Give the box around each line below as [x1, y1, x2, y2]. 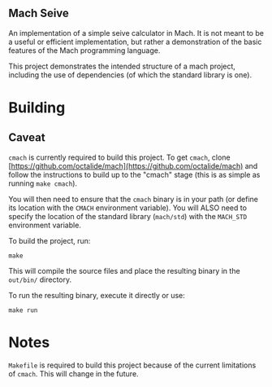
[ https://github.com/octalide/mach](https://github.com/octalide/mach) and [8, 161, 258, 170]
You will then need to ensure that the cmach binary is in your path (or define [8, 194, 258, 204]
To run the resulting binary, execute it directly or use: [8, 290, 185, 300]
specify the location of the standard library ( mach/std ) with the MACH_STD [8, 211, 248, 221]
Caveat [8, 130, 46, 145]
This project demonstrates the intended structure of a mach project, [8, 61, 235, 71]
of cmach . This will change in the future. [8, 368, 140, 378]
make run [8, 306, 38, 314]
